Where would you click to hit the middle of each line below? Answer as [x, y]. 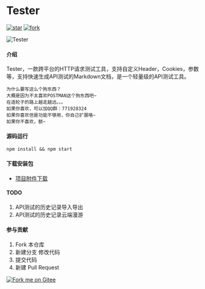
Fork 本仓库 [30, 244]
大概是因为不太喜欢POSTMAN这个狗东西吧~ [51, 96]
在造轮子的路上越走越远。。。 [36, 102]
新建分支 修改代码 [37, 252]
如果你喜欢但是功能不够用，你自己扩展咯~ [51, 115]
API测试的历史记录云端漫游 [49, 214]
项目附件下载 [31, 178]
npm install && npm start [39, 149]
